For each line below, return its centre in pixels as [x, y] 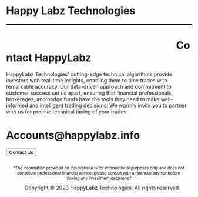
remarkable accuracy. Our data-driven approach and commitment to [89, 86]
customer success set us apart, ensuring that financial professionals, [90, 93]
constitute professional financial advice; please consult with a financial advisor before [99, 173]
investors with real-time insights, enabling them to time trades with [87, 80]
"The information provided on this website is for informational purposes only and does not [99, 168]
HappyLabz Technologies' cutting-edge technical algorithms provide [89, 74]
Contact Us [21, 152]
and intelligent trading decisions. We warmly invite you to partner [108, 105]
